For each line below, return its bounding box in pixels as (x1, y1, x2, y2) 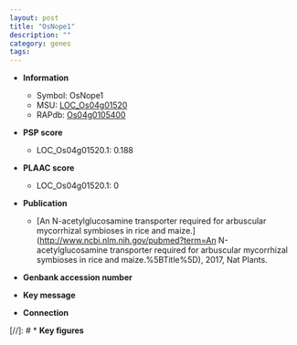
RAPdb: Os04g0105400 (36, 110, 126, 120)
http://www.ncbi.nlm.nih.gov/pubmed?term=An (39, 235, 217, 246)
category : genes (9, 38, 71, 48)
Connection (22, 308, 69, 319)
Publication (22, 198, 68, 209)
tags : (9, 47, 30, 57)
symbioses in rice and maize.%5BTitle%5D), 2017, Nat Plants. (36, 255, 268, 266)
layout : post (9, 13, 59, 23)
